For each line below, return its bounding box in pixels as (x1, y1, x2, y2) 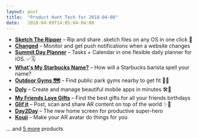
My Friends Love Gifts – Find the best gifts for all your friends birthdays (14, 95, 191, 102)
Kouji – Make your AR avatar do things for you (14, 114, 128, 121)
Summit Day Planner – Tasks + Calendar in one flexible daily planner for (14, 49, 192, 56)
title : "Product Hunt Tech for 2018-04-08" (6, 14, 118, 20)
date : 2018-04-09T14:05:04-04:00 (6, 20, 95, 26)
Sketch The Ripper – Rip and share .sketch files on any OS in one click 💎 (14, 36, 193, 43)
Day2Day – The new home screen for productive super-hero (14, 108, 164, 115)
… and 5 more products (6, 126, 64, 133)
